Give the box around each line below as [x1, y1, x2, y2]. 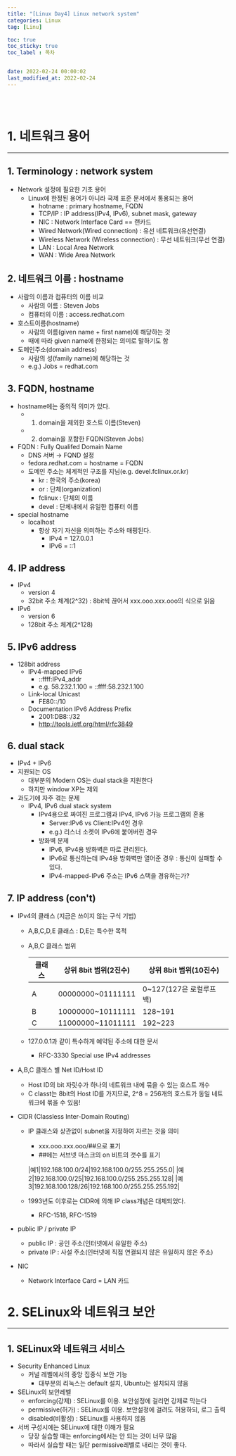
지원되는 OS [17, 767, 51, 775]
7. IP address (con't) [7, 892, 96, 904]
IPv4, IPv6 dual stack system [27, 801, 112, 810]
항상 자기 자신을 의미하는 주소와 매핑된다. [38, 526, 151, 535]
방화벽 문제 [38, 836, 69, 845]
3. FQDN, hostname [7, 382, 95, 394]
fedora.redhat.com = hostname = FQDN [27, 459, 143, 467]
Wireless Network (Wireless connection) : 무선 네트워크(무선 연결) [38, 235, 225, 244]
